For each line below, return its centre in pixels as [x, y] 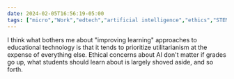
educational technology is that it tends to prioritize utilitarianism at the [107, 47]
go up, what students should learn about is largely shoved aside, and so [110, 62]
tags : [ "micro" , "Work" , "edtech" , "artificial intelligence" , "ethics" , [110, 20]
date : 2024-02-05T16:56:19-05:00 [56, 14]
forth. [15, 69]
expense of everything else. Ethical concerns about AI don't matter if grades [117, 54]
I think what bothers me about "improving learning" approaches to [102, 39]
